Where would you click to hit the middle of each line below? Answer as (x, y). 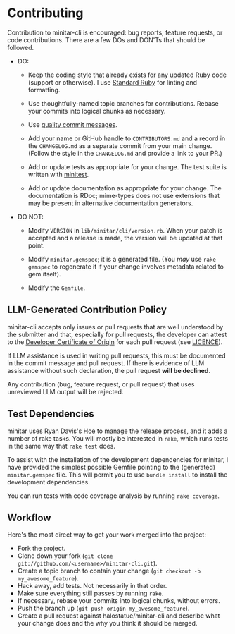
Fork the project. (42, 549)
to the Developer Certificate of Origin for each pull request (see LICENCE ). (115, 342)
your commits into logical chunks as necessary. (97, 111)
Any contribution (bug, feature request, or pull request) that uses (101, 384)
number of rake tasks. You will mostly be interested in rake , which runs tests (118, 438)
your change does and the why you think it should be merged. (107, 623)
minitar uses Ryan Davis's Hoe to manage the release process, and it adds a (118, 431)
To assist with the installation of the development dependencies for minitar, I (118, 459)
